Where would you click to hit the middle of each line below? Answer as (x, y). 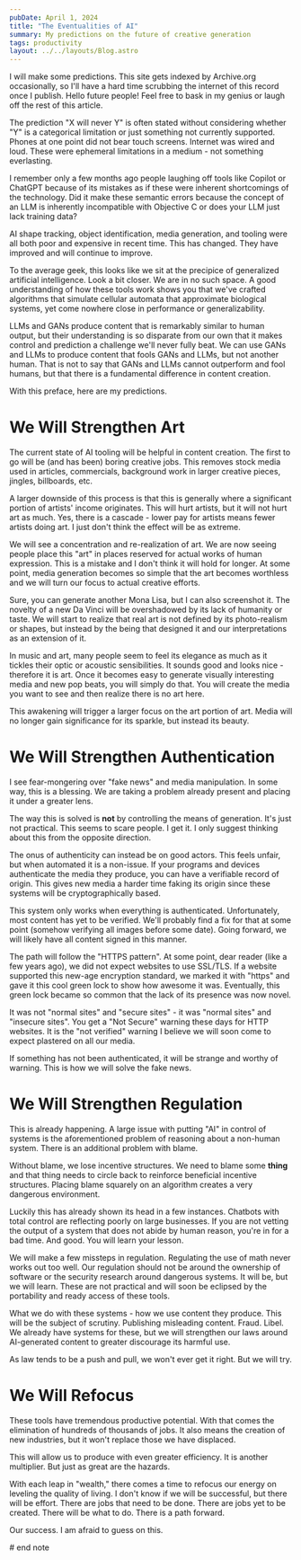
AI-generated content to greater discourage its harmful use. (120, 1342)
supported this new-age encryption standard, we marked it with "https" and (150, 975)
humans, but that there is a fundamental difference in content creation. (140, 374)
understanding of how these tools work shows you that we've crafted (138, 289)
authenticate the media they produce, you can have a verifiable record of (145, 874)
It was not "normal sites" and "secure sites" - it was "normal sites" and (141, 1012)
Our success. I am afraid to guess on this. (86, 1529)
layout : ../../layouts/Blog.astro (74, 51)
